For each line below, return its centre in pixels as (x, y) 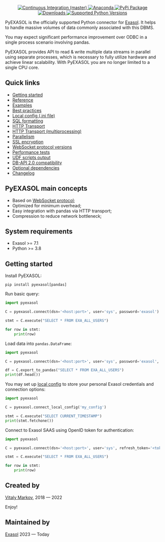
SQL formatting (27, 121)
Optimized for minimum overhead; (47, 205)
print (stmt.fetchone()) (29, 421)
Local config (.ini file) (34, 115)
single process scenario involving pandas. (48, 42)
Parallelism (23, 136)
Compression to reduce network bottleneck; (57, 216)
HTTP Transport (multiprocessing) (47, 131)
